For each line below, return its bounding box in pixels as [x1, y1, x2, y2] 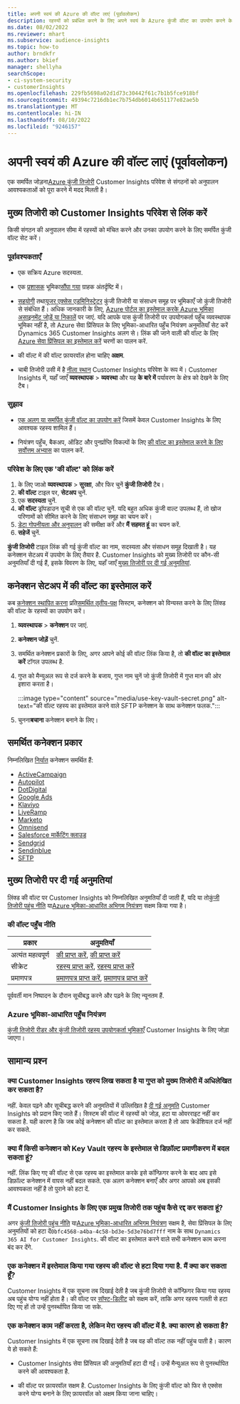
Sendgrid [17, 838, 45, 847]
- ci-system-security [7, 76, 72, 84]
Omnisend [17, 823, 48, 831]
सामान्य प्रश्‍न [7, 1055, 48, 1067]
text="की [17, 701, 43, 709]
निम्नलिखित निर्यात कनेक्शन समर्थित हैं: [7, 756, 94, 764]
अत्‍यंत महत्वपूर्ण [11, 950, 50, 960]
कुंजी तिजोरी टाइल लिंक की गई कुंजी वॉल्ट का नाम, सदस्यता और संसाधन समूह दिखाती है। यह [7, 543, 216, 551]
